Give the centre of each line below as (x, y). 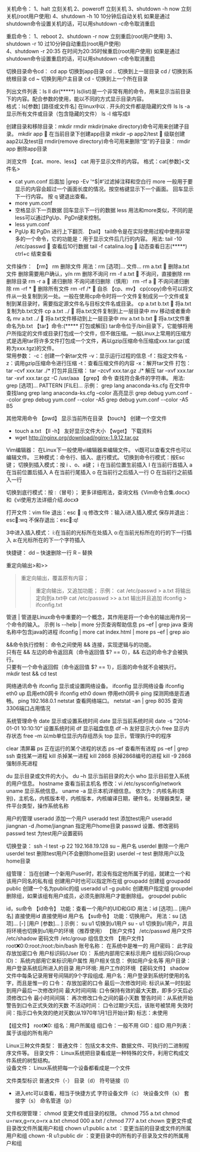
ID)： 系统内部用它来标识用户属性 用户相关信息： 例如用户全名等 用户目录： (99, 960)
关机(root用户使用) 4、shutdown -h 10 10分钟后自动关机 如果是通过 (88, 16)
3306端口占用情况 (28, 708)
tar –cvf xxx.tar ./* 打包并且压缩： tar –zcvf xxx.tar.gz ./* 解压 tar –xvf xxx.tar (100, 370)
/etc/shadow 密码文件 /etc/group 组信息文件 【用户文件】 (76, 938)
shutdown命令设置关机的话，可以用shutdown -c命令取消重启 (81, 24)
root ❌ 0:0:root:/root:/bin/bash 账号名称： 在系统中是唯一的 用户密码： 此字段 (100, 946)
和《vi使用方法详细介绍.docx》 (42, 500)
